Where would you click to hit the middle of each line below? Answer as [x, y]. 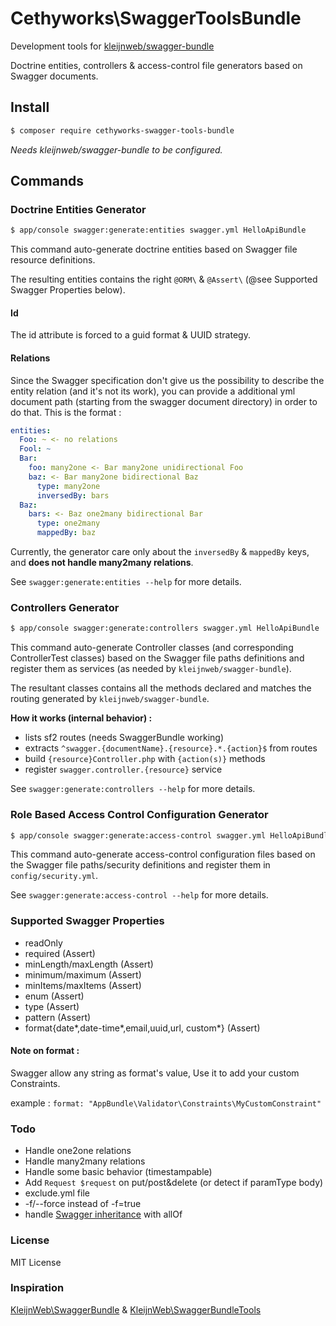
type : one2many [68, 523]
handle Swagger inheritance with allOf [103, 1214]
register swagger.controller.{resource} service [123, 769]
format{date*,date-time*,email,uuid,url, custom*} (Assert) [142, 1028]
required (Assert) [60, 953]
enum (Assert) [54, 996]
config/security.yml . [54, 876]
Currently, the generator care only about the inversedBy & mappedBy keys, [160, 552]
